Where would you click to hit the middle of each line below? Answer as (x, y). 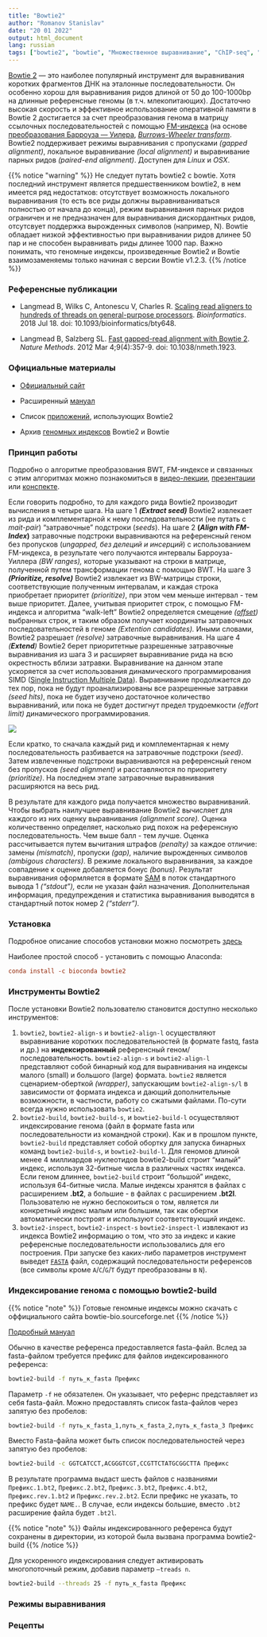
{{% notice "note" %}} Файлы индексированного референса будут (120, 1528)
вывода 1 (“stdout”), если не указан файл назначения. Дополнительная (129, 886)
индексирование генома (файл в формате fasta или (107, 1126)
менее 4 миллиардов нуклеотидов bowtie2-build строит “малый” (130, 1160)
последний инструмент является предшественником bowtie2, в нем (124, 184)
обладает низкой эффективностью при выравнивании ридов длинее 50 (130, 235)
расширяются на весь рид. (54, 786)
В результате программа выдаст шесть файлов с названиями (113, 1479)
